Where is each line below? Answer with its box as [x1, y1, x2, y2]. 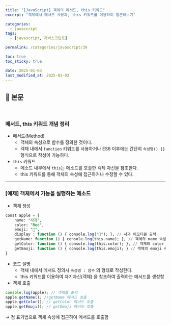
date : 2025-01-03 [5, 68, 42, 73]
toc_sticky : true [5, 59, 42, 64]
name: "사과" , [14, 217, 42, 222]
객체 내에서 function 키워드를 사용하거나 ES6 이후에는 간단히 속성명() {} [20, 146, 165, 152]
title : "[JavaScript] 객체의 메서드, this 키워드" [5, 7, 105, 13]
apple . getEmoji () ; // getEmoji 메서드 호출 [5, 304, 94, 309]
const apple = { [5, 213, 40, 218]
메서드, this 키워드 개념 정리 [5, 120, 70, 128]
